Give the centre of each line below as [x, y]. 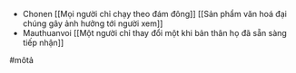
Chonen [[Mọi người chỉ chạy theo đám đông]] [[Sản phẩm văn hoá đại [155, 14]
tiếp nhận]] [43, 42]
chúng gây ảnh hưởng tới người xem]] [93, 23]
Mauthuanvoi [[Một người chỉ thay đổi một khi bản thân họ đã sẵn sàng [155, 33]
